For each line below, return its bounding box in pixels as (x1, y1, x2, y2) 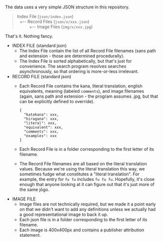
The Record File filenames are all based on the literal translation (19, 161, 147, 167)
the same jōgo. (19, 187, 50, 192)
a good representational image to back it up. (19, 211, 109, 217)
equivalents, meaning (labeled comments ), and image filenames (19, 88, 145, 94)
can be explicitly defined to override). (19, 99, 95, 104)
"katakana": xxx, (23, 112, 59, 117)
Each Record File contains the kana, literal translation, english (19, 83, 143, 89)
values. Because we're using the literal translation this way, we (19, 166, 145, 172)
